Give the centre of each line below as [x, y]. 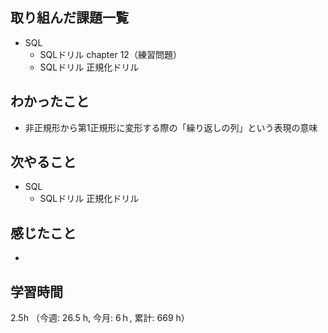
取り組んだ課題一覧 [69, 18]
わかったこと [50, 101]
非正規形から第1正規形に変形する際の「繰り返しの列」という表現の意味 [171, 127]
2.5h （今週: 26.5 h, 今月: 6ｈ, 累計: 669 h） [100, 318]
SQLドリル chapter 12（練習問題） [110, 54]
